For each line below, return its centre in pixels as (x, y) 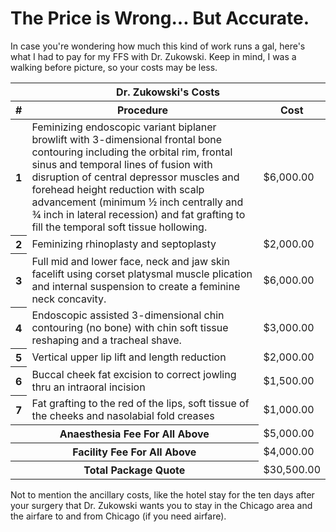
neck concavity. (69, 299)
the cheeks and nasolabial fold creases (123, 415)
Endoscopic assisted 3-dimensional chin (128, 315)
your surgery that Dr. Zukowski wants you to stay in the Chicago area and (161, 505)
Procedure (142, 110)
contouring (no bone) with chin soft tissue (130, 327)
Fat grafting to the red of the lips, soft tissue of (140, 403)
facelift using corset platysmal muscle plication (142, 274)
